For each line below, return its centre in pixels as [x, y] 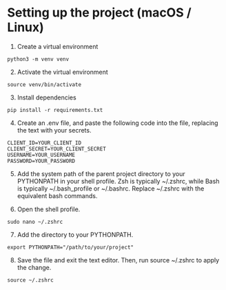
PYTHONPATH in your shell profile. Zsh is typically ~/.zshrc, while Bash [118, 181]
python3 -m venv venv [38, 59]
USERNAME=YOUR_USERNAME [41, 155]
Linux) [26, 27]
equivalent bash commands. [57, 195]
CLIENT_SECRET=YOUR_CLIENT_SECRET [57, 149]
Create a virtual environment [58, 46]
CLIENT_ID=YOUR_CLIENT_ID [44, 143]
